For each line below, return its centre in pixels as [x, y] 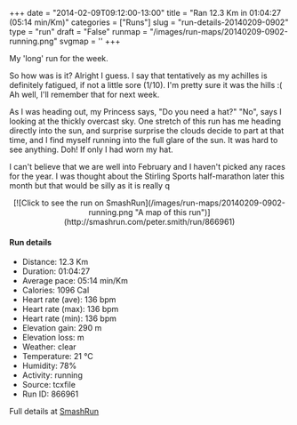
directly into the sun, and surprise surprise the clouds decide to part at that [147, 131]
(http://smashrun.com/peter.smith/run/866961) [149, 222]
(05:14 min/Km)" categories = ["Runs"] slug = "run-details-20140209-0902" [149, 22]
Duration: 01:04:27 [56, 271]
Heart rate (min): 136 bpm [69, 318]
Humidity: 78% [49, 366]
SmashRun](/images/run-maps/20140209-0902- [196, 203]
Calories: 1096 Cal [56, 290]
